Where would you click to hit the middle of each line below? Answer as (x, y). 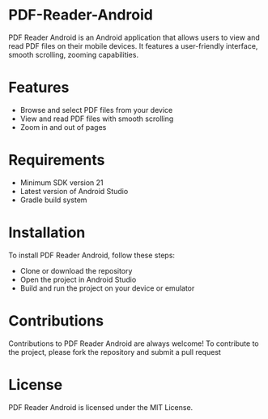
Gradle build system (53, 200)
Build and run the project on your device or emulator (107, 288)
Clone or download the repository (76, 270)
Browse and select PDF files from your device (96, 110)
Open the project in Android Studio (78, 279)
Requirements (57, 160)
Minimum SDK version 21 (62, 182)
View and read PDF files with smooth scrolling (97, 119)
